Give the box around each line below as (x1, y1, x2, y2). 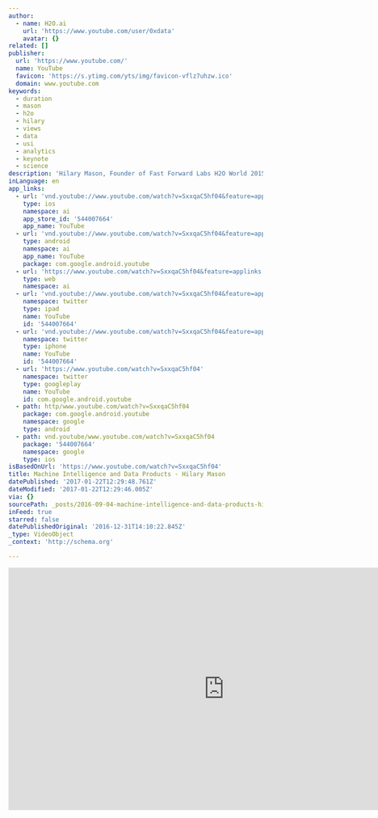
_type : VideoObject (8, 530, 74, 538)
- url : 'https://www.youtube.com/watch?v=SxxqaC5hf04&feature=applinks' (15, 268, 266, 276)
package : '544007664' (23, 440, 95, 449)
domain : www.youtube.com (15, 79, 99, 87)
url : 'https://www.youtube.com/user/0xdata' (23, 27, 175, 35)
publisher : (8, 49, 45, 57)
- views (15, 124, 42, 133)
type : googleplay (23, 380, 82, 388)
